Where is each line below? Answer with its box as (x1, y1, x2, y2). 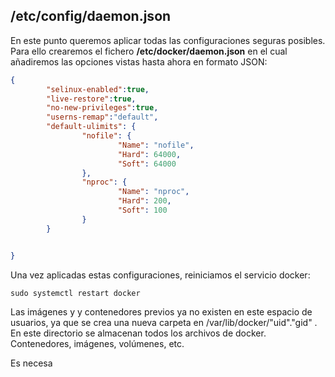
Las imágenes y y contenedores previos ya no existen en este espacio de (10, 305, 313, 318)
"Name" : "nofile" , (117, 140, 195, 150)
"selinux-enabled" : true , (46, 84, 150, 94)
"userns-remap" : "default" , (46, 112, 159, 123)
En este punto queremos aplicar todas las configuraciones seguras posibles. (10, 34, 326, 46)
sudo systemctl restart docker (10, 288, 141, 298)
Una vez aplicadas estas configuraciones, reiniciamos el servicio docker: (10, 269, 311, 281)
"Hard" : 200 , (117, 196, 172, 206)
